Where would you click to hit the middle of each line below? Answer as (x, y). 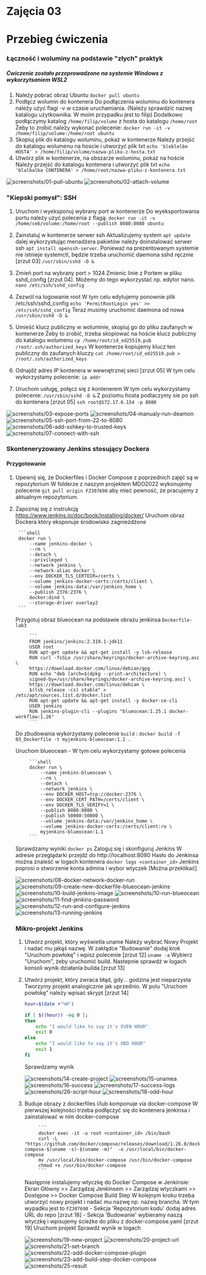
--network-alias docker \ (62, 571)
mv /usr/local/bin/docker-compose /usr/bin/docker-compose (115, 1160)
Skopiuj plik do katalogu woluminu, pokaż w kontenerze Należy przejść (105, 140)
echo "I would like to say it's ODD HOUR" (91, 1044)
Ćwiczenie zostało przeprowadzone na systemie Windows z (85, 73)
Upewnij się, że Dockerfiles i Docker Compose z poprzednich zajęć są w (107, 477)
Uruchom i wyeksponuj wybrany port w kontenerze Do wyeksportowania (107, 211)
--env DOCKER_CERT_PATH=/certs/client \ (93, 799)
